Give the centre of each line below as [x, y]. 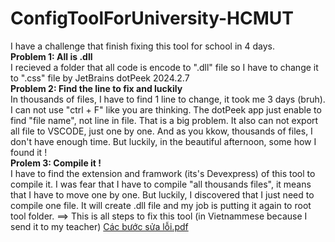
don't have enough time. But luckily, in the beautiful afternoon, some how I [163, 141]
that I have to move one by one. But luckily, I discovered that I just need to [162, 194]
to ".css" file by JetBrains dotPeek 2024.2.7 [100, 78]
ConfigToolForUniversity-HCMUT [152, 18]
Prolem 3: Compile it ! [56, 163]
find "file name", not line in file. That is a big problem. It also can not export [164, 120]
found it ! [29, 152]
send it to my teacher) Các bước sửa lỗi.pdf [99, 226]
